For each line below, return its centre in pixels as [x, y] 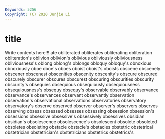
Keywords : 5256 [21, 10]
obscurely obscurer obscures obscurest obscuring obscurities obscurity [80, 79]
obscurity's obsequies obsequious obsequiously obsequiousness [72, 85]
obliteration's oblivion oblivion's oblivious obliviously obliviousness [74, 58]
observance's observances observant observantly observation [70, 95]
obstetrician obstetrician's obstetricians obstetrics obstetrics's [69, 132]
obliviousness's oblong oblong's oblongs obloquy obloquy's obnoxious [78, 63]
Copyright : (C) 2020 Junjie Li [38, 14]
